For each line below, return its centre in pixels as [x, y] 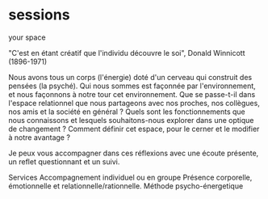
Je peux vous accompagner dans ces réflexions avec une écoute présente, [134, 153]
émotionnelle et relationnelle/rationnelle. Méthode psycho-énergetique [126, 186]
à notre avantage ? [40, 137]
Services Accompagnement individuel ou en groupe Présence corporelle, [130, 177]
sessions [39, 15]
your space [27, 37]
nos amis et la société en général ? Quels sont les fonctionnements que [127, 112]
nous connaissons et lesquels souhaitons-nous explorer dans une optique [131, 120]
